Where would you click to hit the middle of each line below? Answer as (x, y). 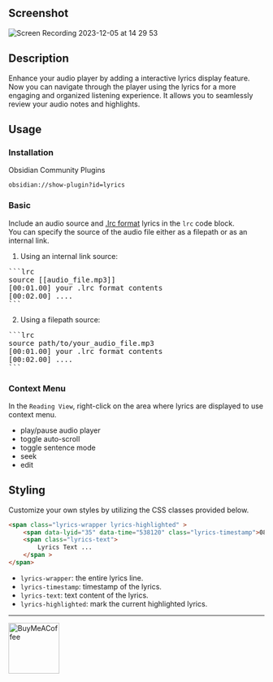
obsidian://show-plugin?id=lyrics (67, 185)
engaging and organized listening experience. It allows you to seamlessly (131, 95)
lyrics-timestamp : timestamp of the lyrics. (91, 586)
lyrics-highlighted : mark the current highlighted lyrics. (114, 603)
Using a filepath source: (60, 319)
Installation (31, 152)
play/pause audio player (60, 430)
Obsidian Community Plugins (57, 170)
